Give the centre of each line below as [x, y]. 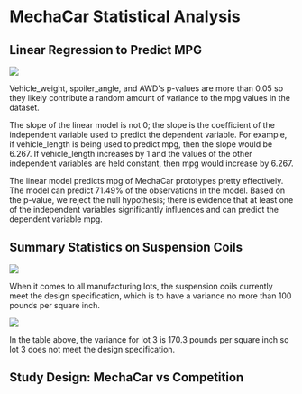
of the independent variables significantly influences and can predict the [144, 210]
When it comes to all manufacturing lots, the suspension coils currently [141, 286]
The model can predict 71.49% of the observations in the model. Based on [147, 190]
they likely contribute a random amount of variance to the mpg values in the [150, 98]
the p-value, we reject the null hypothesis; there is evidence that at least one [151, 200]
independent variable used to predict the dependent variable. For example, [148, 134]
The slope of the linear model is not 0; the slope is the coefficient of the [142, 125]
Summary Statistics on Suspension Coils [126, 247]
